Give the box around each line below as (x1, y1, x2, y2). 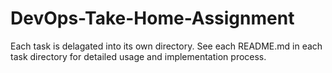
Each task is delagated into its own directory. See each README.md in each (10, 40, 323, 52)
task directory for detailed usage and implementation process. (10, 50, 267, 62)
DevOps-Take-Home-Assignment (10, 7, 295, 30)
